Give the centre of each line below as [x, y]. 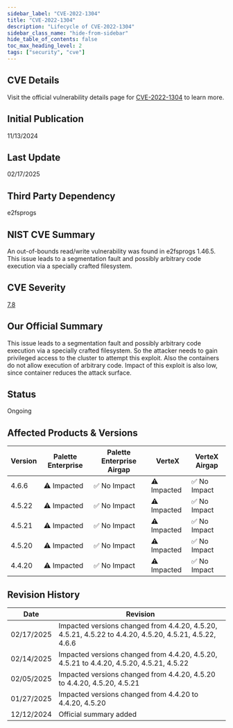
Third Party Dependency [61, 196]
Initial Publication [46, 119]
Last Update [34, 157]
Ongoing [20, 411]
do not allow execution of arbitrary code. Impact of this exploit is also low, [113, 365]
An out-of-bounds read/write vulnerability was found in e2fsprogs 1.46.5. [112, 251]
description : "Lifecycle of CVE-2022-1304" [71, 26]
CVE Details [33, 81]
